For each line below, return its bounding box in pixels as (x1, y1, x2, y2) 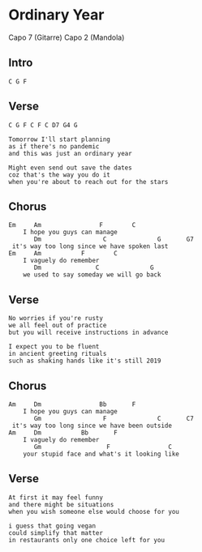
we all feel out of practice (8, 322, 107, 330)
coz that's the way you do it (8, 170, 111, 179)
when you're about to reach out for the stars (8, 178, 169, 186)
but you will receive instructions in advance (8, 328, 169, 337)
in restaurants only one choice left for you (8, 536, 165, 544)
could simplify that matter (8, 528, 104, 537)
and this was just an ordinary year (8, 149, 132, 157)
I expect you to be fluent (8, 343, 100, 351)
